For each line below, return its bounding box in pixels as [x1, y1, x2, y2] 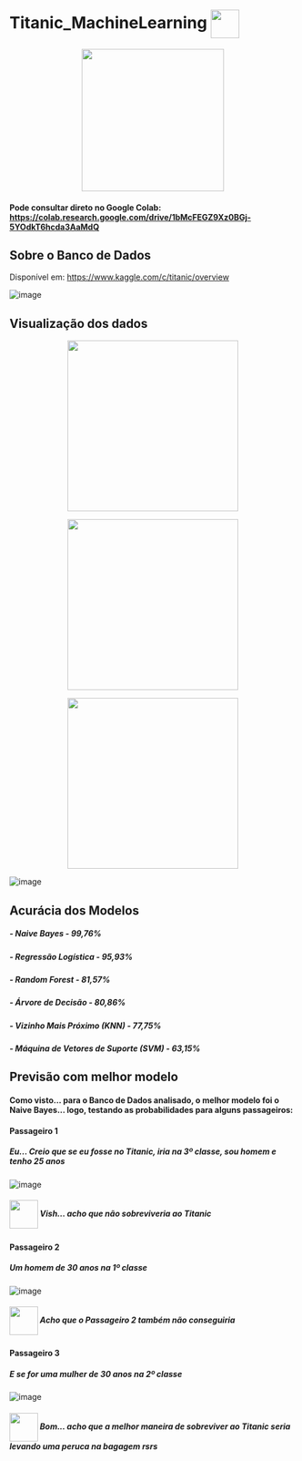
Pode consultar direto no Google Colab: [9, 201, 162, 213]
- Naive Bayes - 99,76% [9, 928, 102, 939]
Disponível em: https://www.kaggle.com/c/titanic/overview [9, 271, 230, 282]
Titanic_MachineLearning [9, 12, 207, 33]
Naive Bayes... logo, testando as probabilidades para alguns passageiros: [9, 1105, 294, 1115]
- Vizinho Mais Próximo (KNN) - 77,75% [9, 1020, 162, 1031]
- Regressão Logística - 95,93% [9, 951, 134, 962]
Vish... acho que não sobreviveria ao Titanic [39, 1208, 212, 1219]
